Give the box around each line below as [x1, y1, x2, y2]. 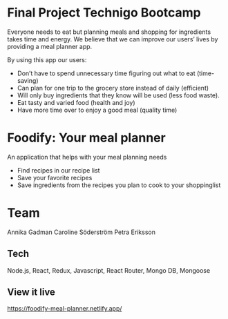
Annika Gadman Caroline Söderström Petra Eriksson [7, 228, 155, 236]
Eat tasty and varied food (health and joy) [17, 98, 136, 106]
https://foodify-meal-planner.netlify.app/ [7, 304, 122, 313]
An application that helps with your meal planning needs [7, 153, 167, 161]
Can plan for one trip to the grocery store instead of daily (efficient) [17, 84, 209, 92]
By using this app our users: [7, 55, 87, 64]
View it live [7, 287, 55, 298]
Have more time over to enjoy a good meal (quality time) [17, 106, 178, 114]
